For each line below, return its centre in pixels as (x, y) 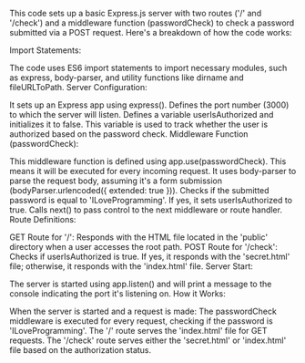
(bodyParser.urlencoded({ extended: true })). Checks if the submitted (140, 190)
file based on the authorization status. (81, 350)
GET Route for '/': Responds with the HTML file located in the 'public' (139, 237)
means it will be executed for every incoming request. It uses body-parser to (153, 171)
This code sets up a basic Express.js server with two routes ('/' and (136, 13)
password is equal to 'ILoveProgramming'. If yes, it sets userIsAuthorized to (151, 200)
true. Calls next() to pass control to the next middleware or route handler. (146, 210)
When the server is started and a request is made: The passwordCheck (143, 311)
